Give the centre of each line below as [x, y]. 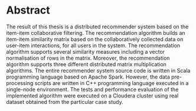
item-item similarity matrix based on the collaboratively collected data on [95, 39]
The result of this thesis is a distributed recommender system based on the [97, 27]
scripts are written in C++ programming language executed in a [112, 83]
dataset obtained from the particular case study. [65, 102]
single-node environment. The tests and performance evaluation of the [92, 89]
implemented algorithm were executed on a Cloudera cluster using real [92, 96]
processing [20, 83]
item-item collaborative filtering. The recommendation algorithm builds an [96, 32]
